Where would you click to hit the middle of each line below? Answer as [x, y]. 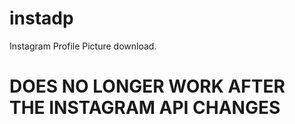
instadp [41, 18]
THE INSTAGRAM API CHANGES [145, 108]
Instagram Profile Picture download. [83, 46]
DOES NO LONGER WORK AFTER [147, 86]
